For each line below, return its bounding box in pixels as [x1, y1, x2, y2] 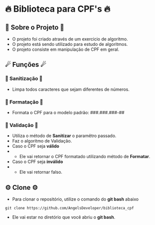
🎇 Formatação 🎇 [5, 99, 43, 105]
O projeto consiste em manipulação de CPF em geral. [12, 46, 119, 52]
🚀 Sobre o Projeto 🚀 [5, 23, 64, 31]
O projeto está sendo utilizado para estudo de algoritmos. [12, 41, 128, 47]
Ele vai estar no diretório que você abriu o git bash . [12, 214, 116, 220]
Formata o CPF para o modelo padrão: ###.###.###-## [12, 109, 125, 115]
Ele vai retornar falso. [19, 169, 62, 175]
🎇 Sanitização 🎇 [5, 75, 43, 82]
